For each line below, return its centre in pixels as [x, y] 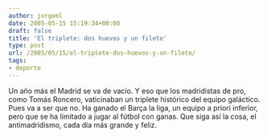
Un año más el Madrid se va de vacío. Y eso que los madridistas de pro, [127, 91]
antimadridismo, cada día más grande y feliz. [83, 124]
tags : [17, 61]
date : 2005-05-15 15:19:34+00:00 [64, 23]
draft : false [30, 30]
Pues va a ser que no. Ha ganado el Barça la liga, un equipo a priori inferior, [133, 108]
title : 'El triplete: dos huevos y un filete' [88, 38]
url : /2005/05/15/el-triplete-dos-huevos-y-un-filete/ [102, 53]
